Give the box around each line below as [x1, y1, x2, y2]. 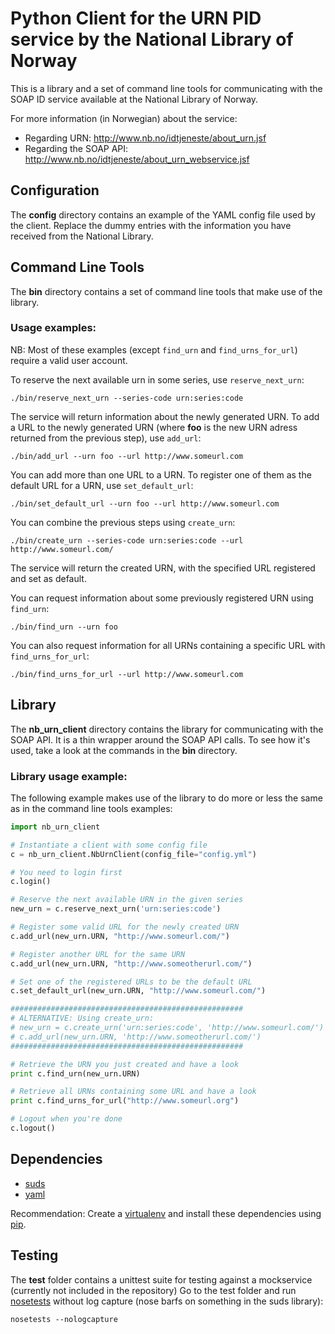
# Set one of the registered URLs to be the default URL [10, 977, 253, 987]
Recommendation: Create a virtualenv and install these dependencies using [10, 1207, 322, 1219]
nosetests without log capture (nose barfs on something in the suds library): [10, 1295, 324, 1307]
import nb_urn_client [10, 822, 101, 832]
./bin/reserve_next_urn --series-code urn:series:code [10, 393, 244, 403]
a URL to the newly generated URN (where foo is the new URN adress [10, 421, 298, 433]
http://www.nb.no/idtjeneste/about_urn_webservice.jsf [24, 153, 250, 165]
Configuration [10, 182, 100, 199]
